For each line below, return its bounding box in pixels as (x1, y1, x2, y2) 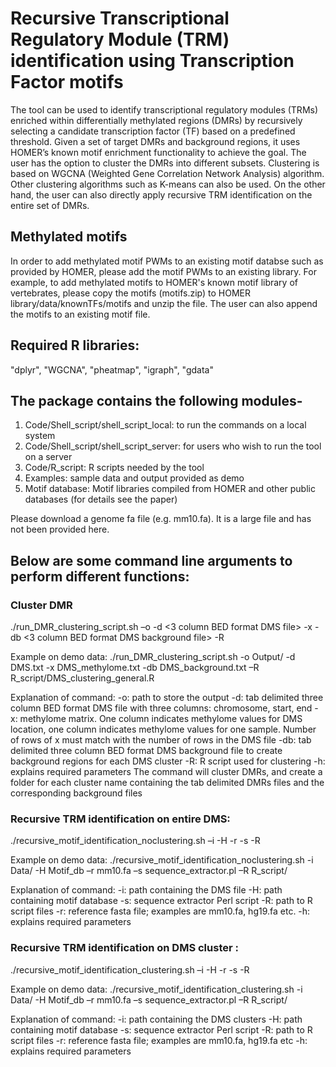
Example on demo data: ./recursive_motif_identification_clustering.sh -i (10, 983, 303, 995)
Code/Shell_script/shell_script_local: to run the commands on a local (24, 419, 307, 431)
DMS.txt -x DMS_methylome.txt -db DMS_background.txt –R (10, 662, 260, 674)
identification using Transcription (10, 50, 295, 72)
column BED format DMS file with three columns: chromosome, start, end (10, 702, 313, 714)
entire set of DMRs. (10, 199, 90, 211)
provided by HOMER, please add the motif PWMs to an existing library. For (10, 265, 317, 277)
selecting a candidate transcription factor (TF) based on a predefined (10, 125, 296, 137)
